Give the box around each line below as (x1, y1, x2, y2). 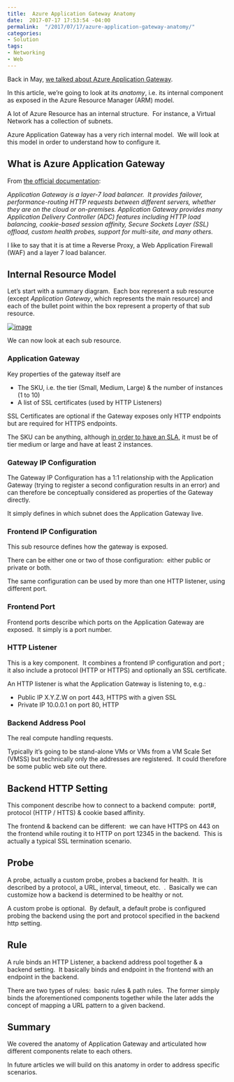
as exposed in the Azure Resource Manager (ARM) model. (7, 96, 175, 104)
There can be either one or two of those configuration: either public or (7, 556, 211, 565)
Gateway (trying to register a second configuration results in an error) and (7, 480, 220, 489)
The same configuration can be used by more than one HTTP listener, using (7, 577, 226, 586)
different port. (7, 584, 47, 593)
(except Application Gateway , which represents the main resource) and (7, 294, 213, 303)
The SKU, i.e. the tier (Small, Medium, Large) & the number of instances (17, 383, 224, 391)
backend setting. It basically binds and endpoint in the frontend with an (7, 965, 214, 974)
